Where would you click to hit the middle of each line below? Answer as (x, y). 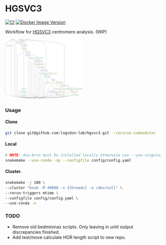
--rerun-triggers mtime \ (32, 193)
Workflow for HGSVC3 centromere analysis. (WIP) (56, 32)
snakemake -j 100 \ (25, 182)
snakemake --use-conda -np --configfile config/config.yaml (68, 160)
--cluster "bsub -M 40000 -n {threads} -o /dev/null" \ (64, 188)
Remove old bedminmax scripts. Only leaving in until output (73, 227)
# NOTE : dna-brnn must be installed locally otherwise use (67, 155)
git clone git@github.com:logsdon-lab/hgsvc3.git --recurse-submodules (80, 133)
